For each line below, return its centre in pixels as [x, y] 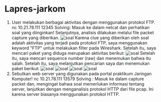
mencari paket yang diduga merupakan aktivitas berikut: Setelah [83, 53]
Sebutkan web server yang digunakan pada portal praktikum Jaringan [81, 73]
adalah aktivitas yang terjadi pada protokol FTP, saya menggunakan [80, 43]
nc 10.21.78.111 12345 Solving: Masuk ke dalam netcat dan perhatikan [80, 27]
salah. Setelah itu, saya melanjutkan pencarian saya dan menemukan [80, 63]
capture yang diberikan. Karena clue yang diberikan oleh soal [80, 38]
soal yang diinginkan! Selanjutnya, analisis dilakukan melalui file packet [83, 32]
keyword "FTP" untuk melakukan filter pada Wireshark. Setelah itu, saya [84, 48]
